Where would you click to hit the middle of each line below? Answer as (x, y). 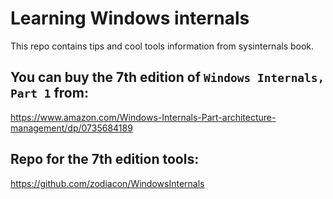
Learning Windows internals (130, 18)
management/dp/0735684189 (71, 128)
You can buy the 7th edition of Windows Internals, (167, 77)
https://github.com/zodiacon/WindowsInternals (107, 183)
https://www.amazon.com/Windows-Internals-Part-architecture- (143, 117)
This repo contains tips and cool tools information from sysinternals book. (162, 46)
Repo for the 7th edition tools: (105, 159)
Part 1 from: (49, 93)
